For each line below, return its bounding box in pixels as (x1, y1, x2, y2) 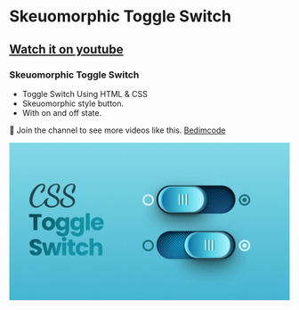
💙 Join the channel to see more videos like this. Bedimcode (9, 125, 226, 135)
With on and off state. (21, 107, 102, 118)
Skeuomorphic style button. (21, 98, 125, 109)
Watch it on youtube (9, 42, 124, 57)
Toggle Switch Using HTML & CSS (21, 88, 149, 99)
